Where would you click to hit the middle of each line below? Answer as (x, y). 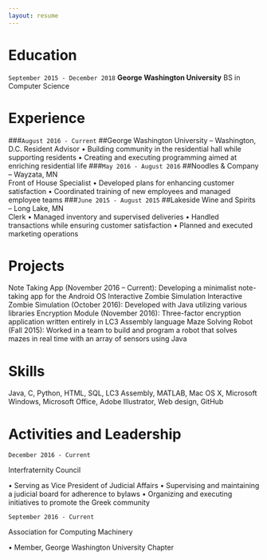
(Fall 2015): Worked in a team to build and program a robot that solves (123, 330)
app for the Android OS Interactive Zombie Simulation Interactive (137, 296)
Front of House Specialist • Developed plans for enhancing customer (122, 183)
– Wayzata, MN (33, 174)
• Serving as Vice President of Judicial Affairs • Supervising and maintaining (134, 486)
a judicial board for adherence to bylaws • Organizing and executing (120, 494)
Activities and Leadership (95, 434)
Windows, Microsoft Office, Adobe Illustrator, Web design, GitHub (116, 402)
